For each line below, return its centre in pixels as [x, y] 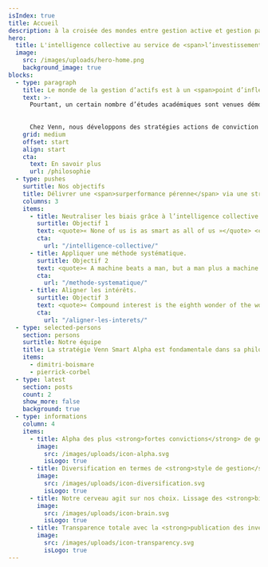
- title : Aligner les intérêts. [83, 291]
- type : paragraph [46, 82]
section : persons [51, 335]
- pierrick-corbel [60, 372]
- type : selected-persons [59, 327]
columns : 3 [41, 201]
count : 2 [37, 395]
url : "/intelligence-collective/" [101, 246]
